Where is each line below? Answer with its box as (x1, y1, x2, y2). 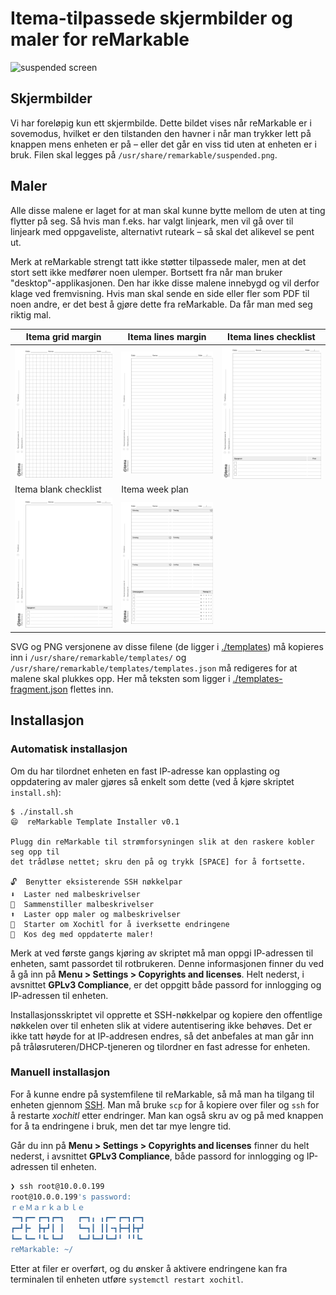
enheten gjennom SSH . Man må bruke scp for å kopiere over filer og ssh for (10, 1098, 320, 1111)
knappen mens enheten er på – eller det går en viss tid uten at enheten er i (10, 138, 317, 150)
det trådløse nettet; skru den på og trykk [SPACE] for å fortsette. (10, 857, 307, 867)
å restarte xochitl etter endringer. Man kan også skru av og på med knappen (10, 1109, 324, 1121)
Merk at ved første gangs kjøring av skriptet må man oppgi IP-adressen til (10, 947, 314, 959)
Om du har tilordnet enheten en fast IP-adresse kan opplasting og (10, 765, 280, 777)
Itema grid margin (25, 331, 102, 343)
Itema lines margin (127, 331, 207, 343)
